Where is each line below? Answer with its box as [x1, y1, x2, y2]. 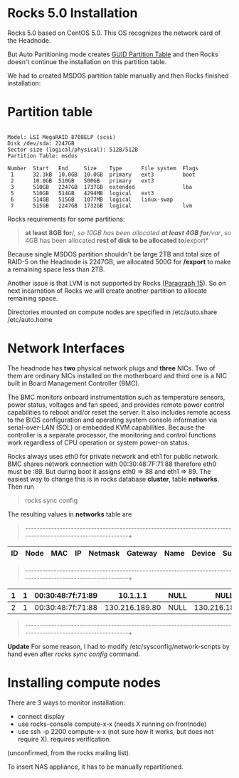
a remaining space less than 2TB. [7, 265, 105, 274]
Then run [7, 482, 34, 491]
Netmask [88, 548, 120, 558]
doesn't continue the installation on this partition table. [7, 57, 167, 66]
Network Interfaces [7, 341, 125, 357]
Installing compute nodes [7, 675, 161, 690]
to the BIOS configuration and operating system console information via [7, 415, 218, 424]
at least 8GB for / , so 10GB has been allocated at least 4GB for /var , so [24, 228, 232, 237]
